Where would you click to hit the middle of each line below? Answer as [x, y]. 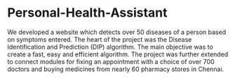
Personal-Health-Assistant [87, 13]
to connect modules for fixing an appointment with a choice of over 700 [111, 61]
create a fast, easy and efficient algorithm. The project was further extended [118, 54]
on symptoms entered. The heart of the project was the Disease [100, 39]
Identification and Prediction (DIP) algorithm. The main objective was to [110, 47]
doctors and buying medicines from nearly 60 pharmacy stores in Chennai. [116, 69]
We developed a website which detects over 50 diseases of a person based [117, 32]
